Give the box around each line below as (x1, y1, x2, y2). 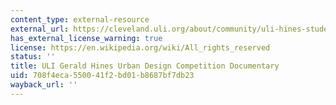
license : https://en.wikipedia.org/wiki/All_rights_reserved (10, 42, 271, 53)
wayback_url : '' (10, 80, 78, 90)
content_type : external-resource (10, 14, 150, 25)
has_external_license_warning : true (10, 33, 163, 43)
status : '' (10, 52, 56, 62)
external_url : (10, 24, 70, 34)
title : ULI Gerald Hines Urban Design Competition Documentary (10, 61, 280, 71)
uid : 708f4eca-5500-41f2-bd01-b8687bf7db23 (10, 71, 195, 81)
